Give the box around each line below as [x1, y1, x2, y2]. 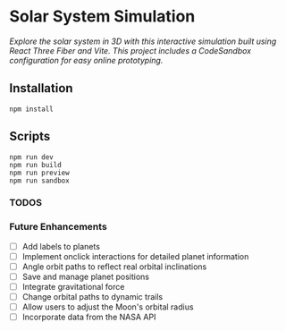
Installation [9, 81, 73, 96]
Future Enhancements [9, 221, 107, 233]
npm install [9, 105, 54, 114]
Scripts [9, 129, 51, 144]
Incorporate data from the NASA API [21, 311, 156, 323]
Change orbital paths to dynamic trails [21, 292, 164, 302]
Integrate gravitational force [21, 282, 125, 293]
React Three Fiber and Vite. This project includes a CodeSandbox [9, 45, 252, 55]
